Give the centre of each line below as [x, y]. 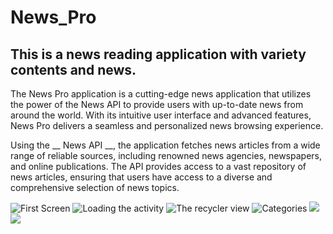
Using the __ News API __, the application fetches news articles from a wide [165, 145]
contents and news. [73, 69]
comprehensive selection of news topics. [95, 187]
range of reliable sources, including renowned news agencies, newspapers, [166, 155]
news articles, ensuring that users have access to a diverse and [141, 177]
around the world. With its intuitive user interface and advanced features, [161, 115]
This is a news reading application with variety [158, 54]
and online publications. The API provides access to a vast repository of [158, 166]
